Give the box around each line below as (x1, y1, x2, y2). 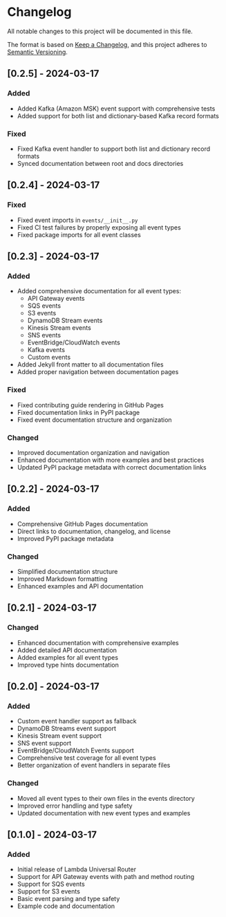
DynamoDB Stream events (27, 316, 103, 325)
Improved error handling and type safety (17, 802, 133, 810)
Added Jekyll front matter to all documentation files (17, 360, 164, 369)
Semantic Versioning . (7, 48, 68, 56)
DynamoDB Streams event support (17, 724, 116, 733)
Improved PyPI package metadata (17, 534, 114, 543)
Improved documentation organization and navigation (17, 448, 170, 456)
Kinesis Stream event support (17, 732, 102, 740)
